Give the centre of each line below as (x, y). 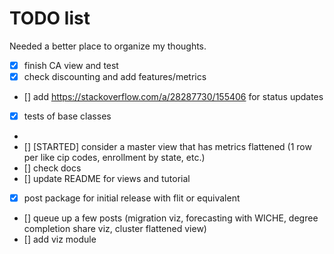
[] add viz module (60, 239)
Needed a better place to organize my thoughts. (108, 46)
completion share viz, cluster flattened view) (115, 229)
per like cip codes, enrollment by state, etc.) (114, 158)
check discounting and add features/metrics (115, 76)
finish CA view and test (71, 65)
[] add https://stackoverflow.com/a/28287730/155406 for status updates (173, 97)
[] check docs (52, 168)
